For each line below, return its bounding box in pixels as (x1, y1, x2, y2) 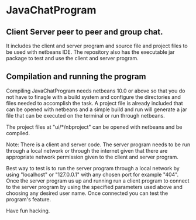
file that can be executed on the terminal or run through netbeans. (6, 112, 165, 119)
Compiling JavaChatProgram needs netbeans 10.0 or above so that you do (6, 87, 185, 94)
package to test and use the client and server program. (6, 55, 139, 61)
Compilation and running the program (6, 71, 146, 82)
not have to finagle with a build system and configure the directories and (6, 93, 181, 100)
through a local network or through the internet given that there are (6, 147, 168, 154)
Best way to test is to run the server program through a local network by (6, 164, 180, 171)
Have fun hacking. (6, 207, 50, 214)
